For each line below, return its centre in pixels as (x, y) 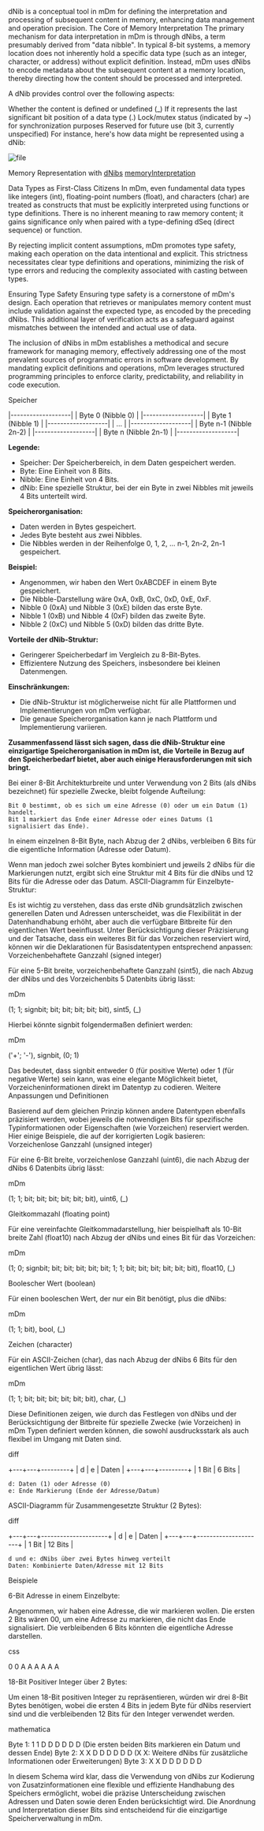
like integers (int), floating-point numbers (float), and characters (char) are (129, 197)
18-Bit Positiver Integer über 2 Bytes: (68, 1682)
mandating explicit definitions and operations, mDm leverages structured (126, 368)
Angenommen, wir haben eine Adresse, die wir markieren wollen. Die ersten (132, 1611)
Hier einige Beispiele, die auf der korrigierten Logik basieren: (107, 1136)
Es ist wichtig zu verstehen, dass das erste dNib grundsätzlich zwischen (125, 905)
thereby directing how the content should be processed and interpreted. (125, 78)
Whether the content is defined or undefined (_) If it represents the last (123, 109)
